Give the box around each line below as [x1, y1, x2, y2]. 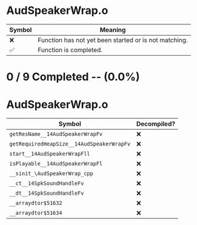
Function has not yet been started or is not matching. [37, 36, 188, 44]
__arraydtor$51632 [9, 200, 62, 207]
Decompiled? [136, 119, 176, 128]
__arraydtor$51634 [9, 210, 62, 217]
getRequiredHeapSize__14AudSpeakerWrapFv [9, 141, 131, 147]
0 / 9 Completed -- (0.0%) [6, 70, 140, 84]
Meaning [99, 25, 126, 34]
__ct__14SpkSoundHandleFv [9, 180, 84, 187]
